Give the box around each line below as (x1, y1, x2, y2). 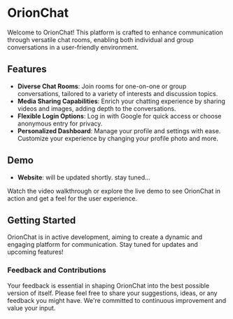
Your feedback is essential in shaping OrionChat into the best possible (7, 281, 210, 290)
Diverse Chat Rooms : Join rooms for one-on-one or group (17, 82, 187, 90)
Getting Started (7, 214, 76, 226)
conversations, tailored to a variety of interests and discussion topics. (17, 89, 218, 97)
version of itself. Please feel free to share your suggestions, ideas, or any (7, 289, 218, 297)
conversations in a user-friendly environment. (7, 43, 139, 51)
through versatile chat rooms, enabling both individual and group (7, 35, 194, 43)
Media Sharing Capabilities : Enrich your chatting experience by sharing (17, 97, 226, 105)
